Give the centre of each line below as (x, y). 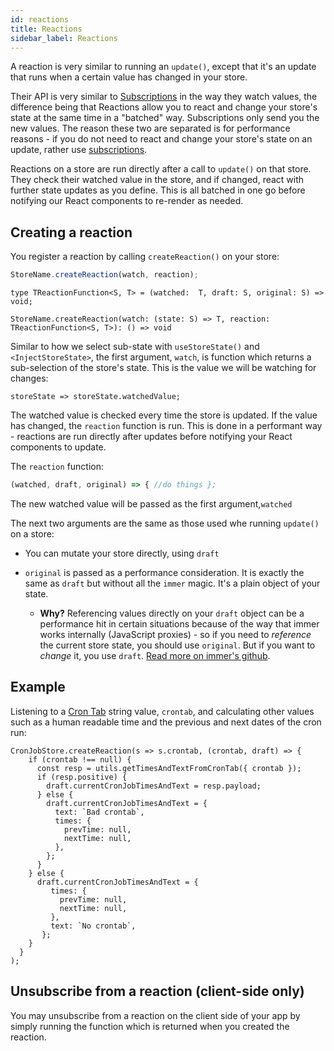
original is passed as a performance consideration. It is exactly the (164, 572)
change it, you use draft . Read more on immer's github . (155, 655)
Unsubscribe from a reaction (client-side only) (157, 991)
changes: (29, 378)
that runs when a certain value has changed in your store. (129, 77)
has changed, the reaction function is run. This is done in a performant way (166, 426)
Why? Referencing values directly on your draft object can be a (172, 613)
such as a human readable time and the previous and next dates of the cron (166, 722)
